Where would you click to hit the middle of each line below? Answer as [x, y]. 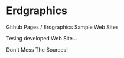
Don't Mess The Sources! [37, 50]
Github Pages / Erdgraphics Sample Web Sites [62, 27]
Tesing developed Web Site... [42, 38]
